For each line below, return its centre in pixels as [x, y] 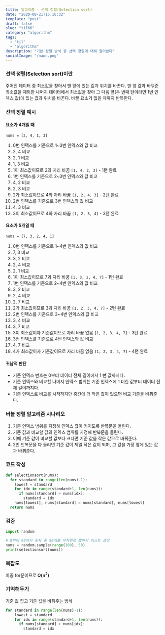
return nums [22, 507]
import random [20, 532]
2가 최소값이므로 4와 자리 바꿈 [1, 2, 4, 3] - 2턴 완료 [66, 195]
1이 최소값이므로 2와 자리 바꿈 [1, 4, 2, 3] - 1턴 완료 [65, 170]
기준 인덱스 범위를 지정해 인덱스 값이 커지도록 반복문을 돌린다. [72, 426]
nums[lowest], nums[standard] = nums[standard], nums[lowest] [80, 503]
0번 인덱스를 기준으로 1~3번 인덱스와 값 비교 [55, 145]
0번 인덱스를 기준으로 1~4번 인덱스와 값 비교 [55, 246]
